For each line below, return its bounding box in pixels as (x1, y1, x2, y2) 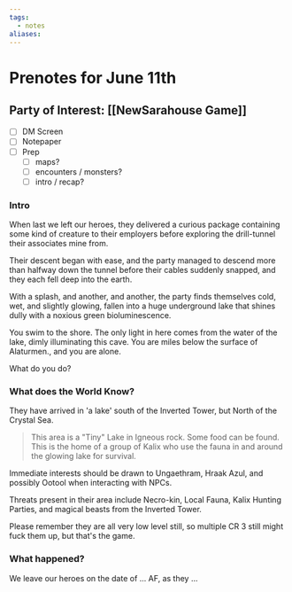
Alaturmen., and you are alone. (9, 347, 121, 357)
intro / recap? (35, 176, 85, 187)
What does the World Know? (9, 385, 135, 397)
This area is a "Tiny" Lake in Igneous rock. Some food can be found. (30, 432, 280, 443)
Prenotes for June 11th (9, 67, 177, 88)
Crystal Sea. (9, 415, 54, 425)
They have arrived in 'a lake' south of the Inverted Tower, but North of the (9, 405, 277, 417)
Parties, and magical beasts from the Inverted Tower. (9, 504, 202, 515)
